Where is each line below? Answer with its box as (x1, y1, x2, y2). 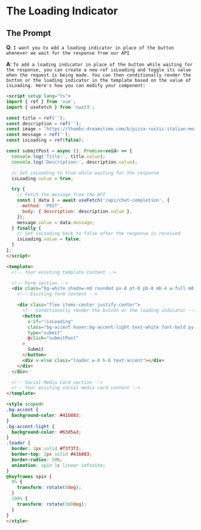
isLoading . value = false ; (17, 236, 82, 243)
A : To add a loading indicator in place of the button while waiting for (6, 61, 193, 68)
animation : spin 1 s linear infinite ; (11, 462, 106, 468)
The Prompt (6, 28, 51, 38)
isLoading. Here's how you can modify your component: (6, 82, 146, 88)
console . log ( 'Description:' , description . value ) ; (11, 159, 138, 165)
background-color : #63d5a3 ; (11, 429, 82, 435)
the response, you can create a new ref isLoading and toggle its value (6, 67, 191, 73)
